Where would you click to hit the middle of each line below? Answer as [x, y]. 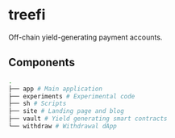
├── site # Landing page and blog [67, 111]
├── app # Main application [56, 89]
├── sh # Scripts [37, 104]
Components [42, 63]
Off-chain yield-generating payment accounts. [85, 37]
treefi [27, 15]
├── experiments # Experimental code [72, 96]
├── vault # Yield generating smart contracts [88, 119]
